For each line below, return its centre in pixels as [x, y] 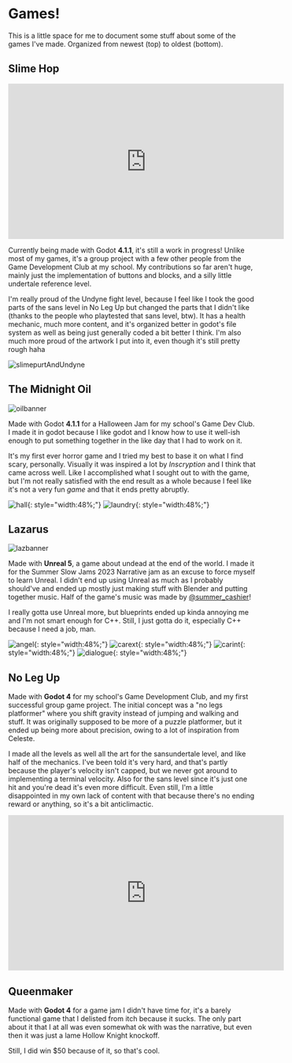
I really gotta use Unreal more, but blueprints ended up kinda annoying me [129, 612]
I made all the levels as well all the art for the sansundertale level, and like [127, 754]
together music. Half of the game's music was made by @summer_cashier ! [130, 597]
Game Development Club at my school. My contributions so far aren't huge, [131, 267]
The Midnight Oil [50, 389]
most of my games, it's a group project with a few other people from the [125, 258]
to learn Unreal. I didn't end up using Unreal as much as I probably [116, 580]
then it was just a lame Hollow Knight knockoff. [84, 1035]
